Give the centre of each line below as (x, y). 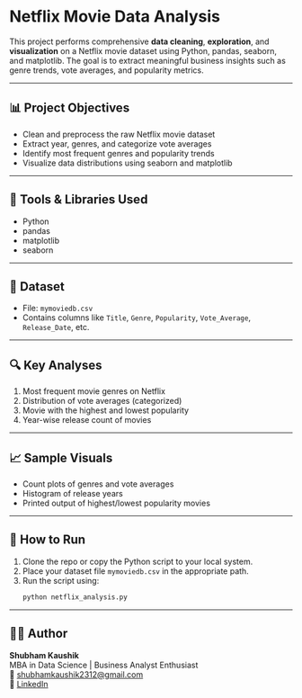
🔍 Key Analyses (56, 365)
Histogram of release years (72, 493)
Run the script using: (61, 580)
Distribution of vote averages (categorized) (102, 401)
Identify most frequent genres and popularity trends (118, 153)
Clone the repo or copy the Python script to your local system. (138, 561)
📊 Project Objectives (70, 108)
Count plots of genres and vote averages (98, 484)
